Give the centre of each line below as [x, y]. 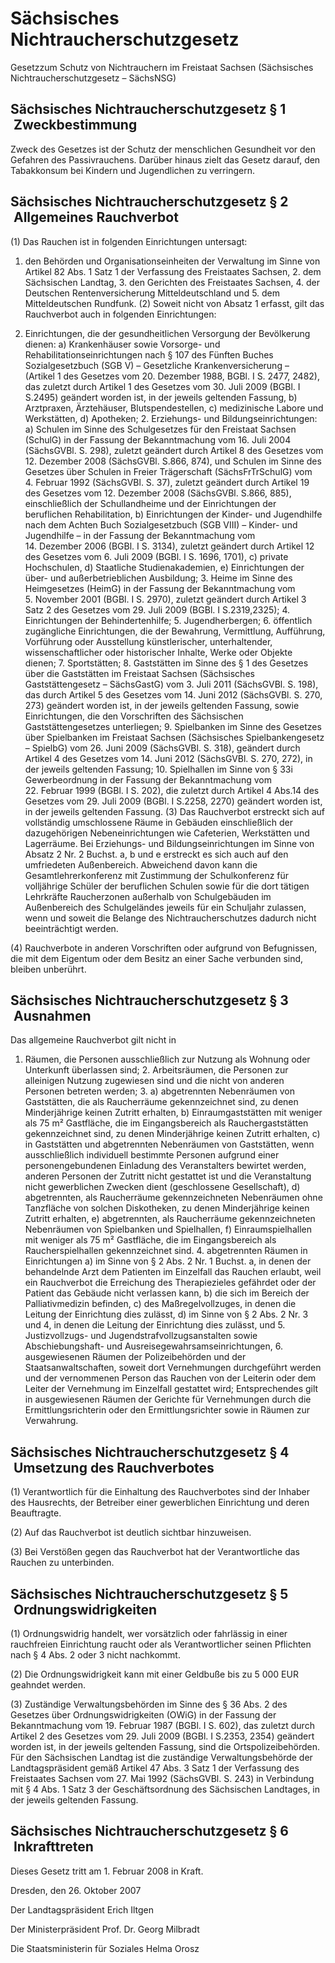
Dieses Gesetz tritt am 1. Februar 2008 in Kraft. [107, 1871]
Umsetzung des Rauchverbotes [114, 1467]
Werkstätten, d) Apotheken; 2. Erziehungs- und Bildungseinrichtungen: [171, 418]
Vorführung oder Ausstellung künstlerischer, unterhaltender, [148, 641]
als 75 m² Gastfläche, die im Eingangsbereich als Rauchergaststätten [166, 1123]
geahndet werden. [48, 1685]
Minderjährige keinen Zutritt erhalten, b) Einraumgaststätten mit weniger [173, 1113]
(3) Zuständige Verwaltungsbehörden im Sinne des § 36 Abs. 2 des [149, 1704]
